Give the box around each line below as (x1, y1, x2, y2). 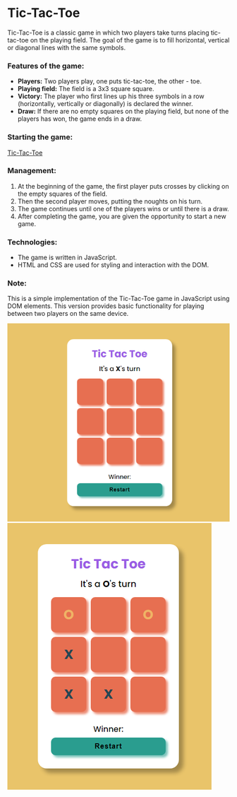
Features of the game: (7, 61, 85, 71)
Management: (7, 166, 56, 176)
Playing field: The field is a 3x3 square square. (17, 85, 154, 93)
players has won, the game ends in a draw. (17, 114, 142, 123)
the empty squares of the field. (17, 189, 108, 198)
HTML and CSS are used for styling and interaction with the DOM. (17, 261, 209, 269)
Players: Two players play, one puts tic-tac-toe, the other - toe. (17, 77, 202, 85)
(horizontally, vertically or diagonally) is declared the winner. (17, 100, 193, 108)
